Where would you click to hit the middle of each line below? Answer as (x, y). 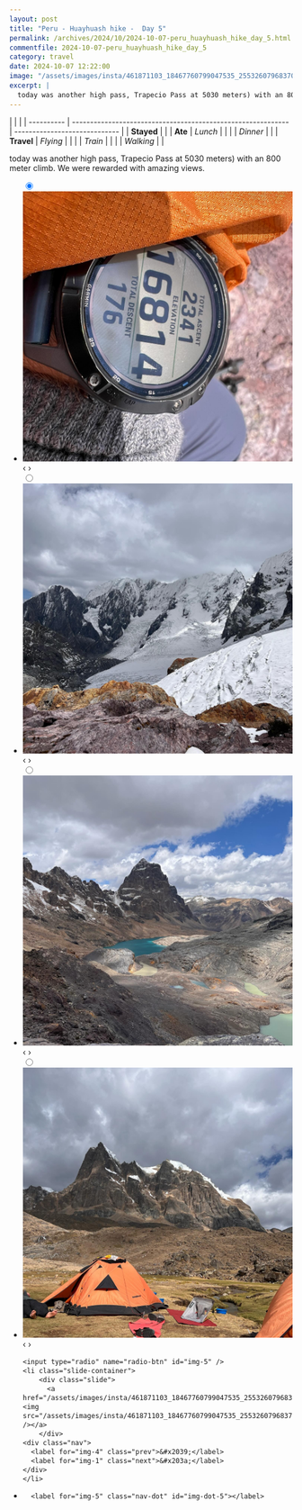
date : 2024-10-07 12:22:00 (60, 67)
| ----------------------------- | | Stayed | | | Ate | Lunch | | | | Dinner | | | (144, 131)
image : (22, 77)
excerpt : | (30, 86)
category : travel (42, 57)
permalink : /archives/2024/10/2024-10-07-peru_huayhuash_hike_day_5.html (151, 38)
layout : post (34, 19)
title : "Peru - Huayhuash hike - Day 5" (88, 28)
